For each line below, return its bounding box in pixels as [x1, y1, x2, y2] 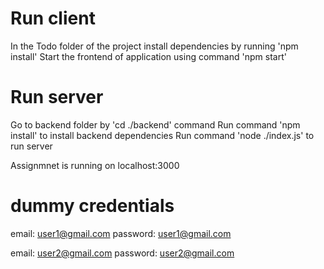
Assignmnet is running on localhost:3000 [10, 159, 180, 171]
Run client [10, 7, 96, 30]
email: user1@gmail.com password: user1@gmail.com [10, 227, 232, 239]
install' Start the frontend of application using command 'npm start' [10, 50, 287, 62]
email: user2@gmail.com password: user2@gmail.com [10, 247, 235, 259]
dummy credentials [10, 195, 175, 217]
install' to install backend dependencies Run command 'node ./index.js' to [10, 129, 315, 141]
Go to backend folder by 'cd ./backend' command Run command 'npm [10, 118, 301, 131]
